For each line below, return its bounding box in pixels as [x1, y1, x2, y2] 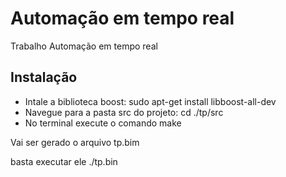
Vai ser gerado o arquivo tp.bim [10, 136, 140, 148]
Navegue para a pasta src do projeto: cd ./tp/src [24, 106, 224, 118]
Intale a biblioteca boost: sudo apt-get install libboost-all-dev [24, 95, 277, 107]
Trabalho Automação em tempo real [10, 40, 158, 52]
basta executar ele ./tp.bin [10, 155, 118, 167]
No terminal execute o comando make [24, 117, 182, 129]
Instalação [10, 69, 78, 86]
